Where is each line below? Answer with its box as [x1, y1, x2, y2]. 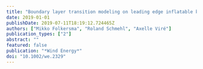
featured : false [6, 43, 47, 49]
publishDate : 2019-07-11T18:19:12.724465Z [6, 20, 115, 26]
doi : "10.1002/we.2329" [6, 53, 66, 59]
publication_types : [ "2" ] [6, 31, 71, 37]
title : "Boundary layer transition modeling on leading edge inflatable [6, 8, 193, 15]
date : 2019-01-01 [6, 14, 50, 20]
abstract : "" [6, 37, 39, 43]
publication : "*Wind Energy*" [6, 48, 83, 54]
